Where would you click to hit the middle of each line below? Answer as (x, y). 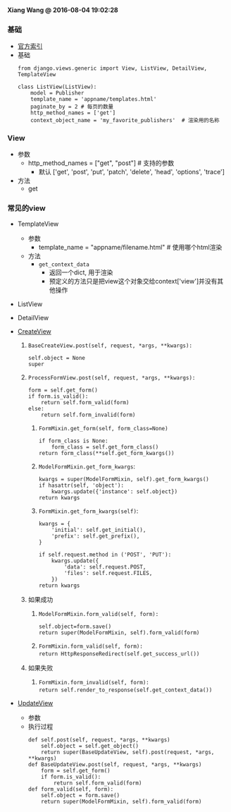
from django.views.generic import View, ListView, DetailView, (112, 68)
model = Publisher (57, 93)
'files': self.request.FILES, (108, 574)
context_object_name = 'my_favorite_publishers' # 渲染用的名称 (125, 120)
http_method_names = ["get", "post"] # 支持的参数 (101, 163)
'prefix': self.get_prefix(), (96, 536)
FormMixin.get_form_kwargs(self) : (88, 511)
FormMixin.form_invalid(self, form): (94, 683)
